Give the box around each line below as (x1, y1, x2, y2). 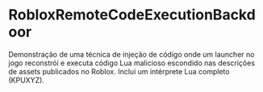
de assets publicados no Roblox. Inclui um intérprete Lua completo (8, 66, 230, 76)
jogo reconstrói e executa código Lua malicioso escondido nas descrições (8, 58, 256, 68)
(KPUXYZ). (8, 75, 44, 85)
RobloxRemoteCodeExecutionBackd (8, 6, 256, 24)
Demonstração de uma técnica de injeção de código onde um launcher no (8, 49, 255, 59)
